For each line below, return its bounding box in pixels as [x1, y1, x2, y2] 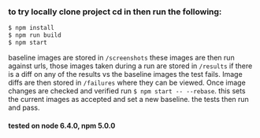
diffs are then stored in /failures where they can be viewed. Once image [8, 78, 246, 87]
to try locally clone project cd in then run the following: [8, 6, 222, 17]
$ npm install [8, 24, 55, 32]
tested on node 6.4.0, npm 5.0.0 [8, 121, 116, 130]
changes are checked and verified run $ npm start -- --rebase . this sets [8, 85, 246, 96]
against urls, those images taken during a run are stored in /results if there [8, 61, 253, 71]
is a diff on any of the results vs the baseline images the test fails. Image [8, 69, 243, 78]
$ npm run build [8, 31, 61, 39]
